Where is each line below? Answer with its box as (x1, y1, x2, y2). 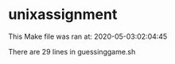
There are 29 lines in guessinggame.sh (8, 47, 136, 56)
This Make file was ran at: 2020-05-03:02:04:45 (8, 32, 168, 41)
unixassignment (8, 6, 118, 24)
